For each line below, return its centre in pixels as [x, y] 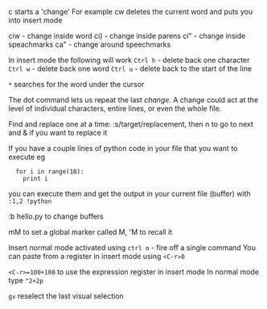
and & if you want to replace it [58, 133]
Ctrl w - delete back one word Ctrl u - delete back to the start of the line [130, 69]
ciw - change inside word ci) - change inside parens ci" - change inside [127, 36]
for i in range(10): [50, 172]
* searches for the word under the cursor [76, 84]
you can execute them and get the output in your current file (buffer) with [129, 194]
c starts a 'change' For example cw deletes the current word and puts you [131, 12]
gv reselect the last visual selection [66, 296]
